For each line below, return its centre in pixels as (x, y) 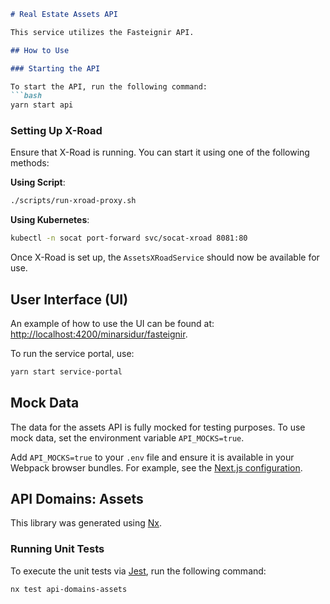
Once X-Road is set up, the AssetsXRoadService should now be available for (165, 257)
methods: (30, 163)
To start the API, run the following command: (109, 86)
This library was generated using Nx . (86, 523)
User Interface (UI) (69, 299)
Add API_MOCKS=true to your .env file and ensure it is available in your (152, 457)
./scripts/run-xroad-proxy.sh (73, 201)
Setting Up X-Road (56, 131)
